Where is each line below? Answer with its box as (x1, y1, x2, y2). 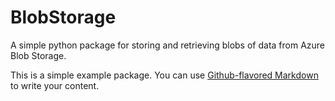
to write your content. (10, 79, 100, 91)
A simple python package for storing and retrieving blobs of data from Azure (10, 39, 326, 51)
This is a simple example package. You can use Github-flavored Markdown (10, 69, 319, 81)
